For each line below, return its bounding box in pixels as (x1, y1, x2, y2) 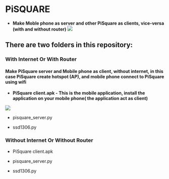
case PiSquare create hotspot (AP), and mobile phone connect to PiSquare (5, 73, 164, 79)
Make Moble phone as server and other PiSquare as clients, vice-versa (12, 20, 164, 26)
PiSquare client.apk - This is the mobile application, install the (12, 90, 145, 96)
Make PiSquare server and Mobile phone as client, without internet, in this (5, 68, 164, 74)
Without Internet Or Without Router (5, 137, 93, 144)
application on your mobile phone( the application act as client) (12, 96, 148, 102)
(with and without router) (12, 26, 67, 32)
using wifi (5, 79, 27, 85)
